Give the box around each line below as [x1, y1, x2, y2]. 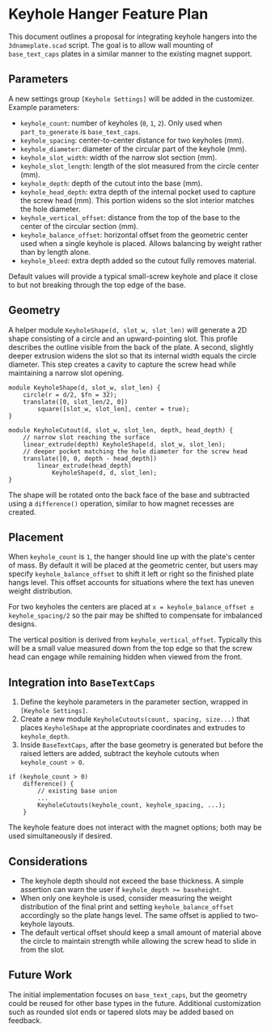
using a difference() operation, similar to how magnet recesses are [8, 499, 235, 508]
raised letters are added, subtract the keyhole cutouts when [19, 749, 220, 758]
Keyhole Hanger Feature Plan [8, 5, 209, 23]
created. [8, 507, 36, 516]
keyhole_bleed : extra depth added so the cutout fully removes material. [19, 256, 257, 265]
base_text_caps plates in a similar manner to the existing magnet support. [8, 49, 253, 58]
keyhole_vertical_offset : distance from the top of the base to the [19, 212, 241, 223]
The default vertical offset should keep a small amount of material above [19, 928, 262, 937]
